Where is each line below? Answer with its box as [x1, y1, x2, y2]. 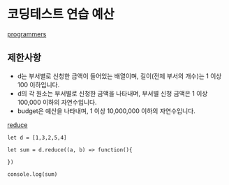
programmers [7, 29, 47, 38]
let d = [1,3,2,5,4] [7, 134, 68, 141]
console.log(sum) [7, 170, 58, 178]
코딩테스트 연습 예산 [7, 6, 115, 22]
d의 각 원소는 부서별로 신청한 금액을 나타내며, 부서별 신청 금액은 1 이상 [17, 89, 208, 98]
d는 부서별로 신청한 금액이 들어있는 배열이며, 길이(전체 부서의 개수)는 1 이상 [17, 71, 222, 80]
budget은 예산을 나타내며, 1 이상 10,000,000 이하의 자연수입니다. [17, 106, 195, 115]
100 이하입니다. [17, 80, 60, 89]
